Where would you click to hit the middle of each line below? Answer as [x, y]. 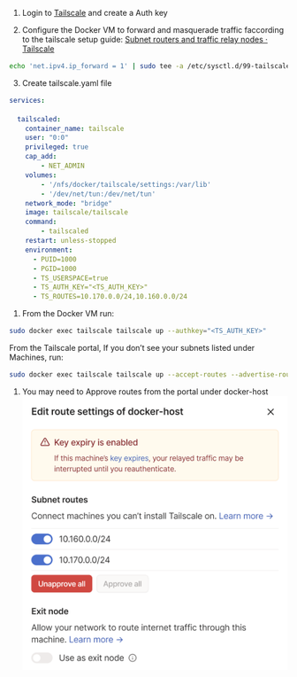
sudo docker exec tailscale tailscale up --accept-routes [118, 375]
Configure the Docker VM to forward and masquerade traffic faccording [153, 30]
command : [41, 222]
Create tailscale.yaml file [67, 82]
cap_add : [41, 157]
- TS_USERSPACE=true [70, 278]
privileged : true [57, 147]
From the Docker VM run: [68, 314]
